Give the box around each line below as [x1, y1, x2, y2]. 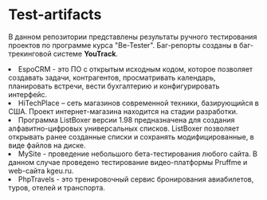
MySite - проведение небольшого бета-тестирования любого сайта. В [18, 149, 257, 159]
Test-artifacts [8, 6, 102, 24]
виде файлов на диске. [8, 140, 86, 150]
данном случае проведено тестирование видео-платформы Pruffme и [8, 157, 248, 167]
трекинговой [8, 49, 52, 58]
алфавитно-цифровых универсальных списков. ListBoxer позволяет [8, 124, 240, 133]
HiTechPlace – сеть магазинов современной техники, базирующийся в [18, 98, 259, 108]
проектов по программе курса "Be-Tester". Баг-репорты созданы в [8, 40, 238, 49]
